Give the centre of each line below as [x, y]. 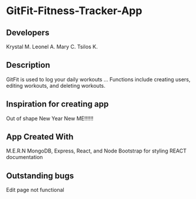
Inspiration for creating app [58, 104]
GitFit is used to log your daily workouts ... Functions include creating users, [98, 79]
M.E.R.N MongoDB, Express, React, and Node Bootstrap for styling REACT [97, 151]
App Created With [40, 137]
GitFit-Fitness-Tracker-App [74, 11]
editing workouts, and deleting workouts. [56, 85]
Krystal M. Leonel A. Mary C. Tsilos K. [52, 47]
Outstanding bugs [40, 176]
